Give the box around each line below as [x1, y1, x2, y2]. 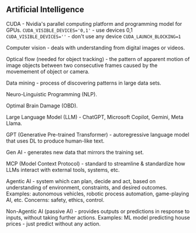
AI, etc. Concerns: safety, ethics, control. [6, 196, 105, 203]
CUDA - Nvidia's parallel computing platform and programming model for [6, 20, 183, 27]
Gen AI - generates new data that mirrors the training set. [6, 148, 145, 156]
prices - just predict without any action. [6, 220, 101, 227]
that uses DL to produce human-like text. [6, 137, 105, 144]
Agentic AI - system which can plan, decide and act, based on [6, 177, 156, 184]
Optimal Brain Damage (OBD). [6, 102, 78, 109]
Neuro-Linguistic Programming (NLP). [6, 90, 98, 97]
